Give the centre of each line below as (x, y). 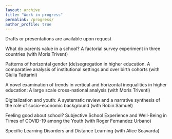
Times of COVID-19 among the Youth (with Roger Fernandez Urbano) (78, 121)
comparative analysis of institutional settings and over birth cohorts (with (83, 69)
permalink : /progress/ (30, 19)
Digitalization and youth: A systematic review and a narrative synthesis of (83, 100)
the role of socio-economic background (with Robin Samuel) (69, 106)
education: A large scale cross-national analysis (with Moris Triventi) (78, 90)
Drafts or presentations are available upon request (59, 39)
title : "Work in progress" (34, 15)
